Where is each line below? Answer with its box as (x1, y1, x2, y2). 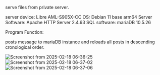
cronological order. (5, 44, 44, 50)
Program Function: (5, 29, 44, 35)
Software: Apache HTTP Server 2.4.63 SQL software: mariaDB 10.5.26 (5, 20, 151, 25)
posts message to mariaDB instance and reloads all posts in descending (5, 39, 155, 45)
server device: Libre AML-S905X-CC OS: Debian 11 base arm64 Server (5, 14, 152, 20)
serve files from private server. (5, 5, 69, 10)
